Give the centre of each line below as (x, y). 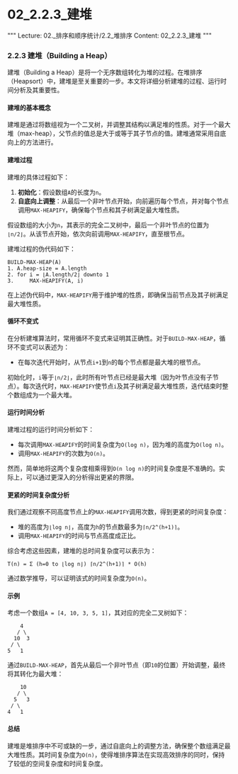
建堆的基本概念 (29, 108)
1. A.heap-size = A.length (47, 268)
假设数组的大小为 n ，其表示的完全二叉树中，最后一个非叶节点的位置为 (108, 224)
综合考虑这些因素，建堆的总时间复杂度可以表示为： (82, 551)
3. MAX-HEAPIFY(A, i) (45, 280)
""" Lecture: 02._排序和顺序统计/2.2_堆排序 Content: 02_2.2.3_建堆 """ (110, 35)
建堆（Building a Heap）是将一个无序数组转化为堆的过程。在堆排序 (105, 72)
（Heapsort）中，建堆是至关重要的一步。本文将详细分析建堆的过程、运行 (114, 81)
